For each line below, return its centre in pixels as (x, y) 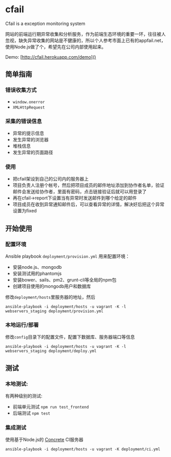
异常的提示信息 (28, 133)
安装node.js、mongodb (37, 267)
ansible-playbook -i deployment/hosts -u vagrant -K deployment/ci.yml (83, 449)
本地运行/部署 (22, 325)
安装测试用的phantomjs (37, 273)
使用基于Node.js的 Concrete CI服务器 (45, 440)
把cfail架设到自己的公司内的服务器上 (51, 179)
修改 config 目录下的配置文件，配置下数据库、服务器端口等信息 (70, 337)
